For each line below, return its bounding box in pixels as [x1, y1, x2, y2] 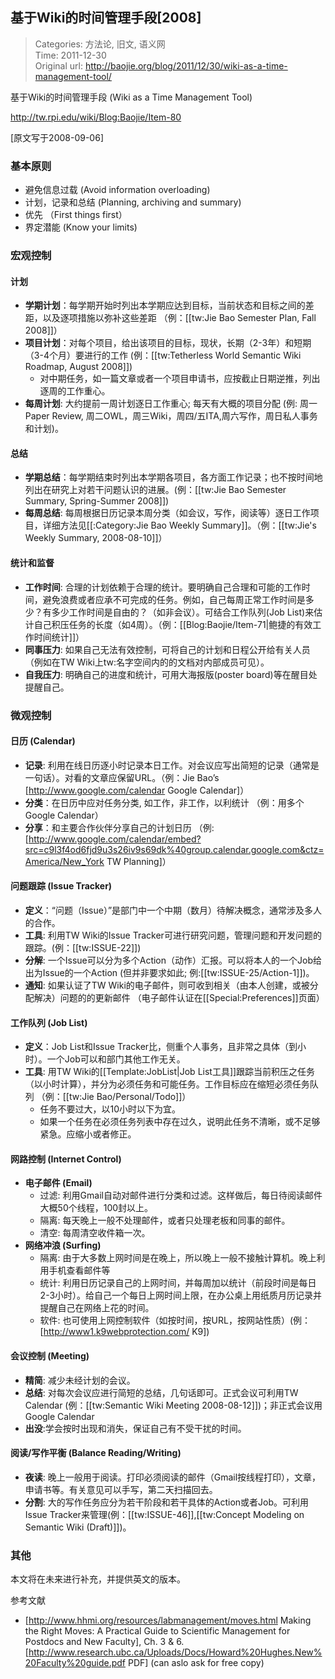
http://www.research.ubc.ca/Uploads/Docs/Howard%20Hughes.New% [28, 1646, 323, 1658]
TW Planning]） [106, 855, 172, 867]
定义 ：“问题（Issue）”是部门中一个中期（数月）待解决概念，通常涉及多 [24, 904, 314, 916]
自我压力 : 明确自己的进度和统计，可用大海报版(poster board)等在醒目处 [24, 668, 318, 680]
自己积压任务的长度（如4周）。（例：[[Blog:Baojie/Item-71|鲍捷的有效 [33, 618, 313, 630]
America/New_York [24, 855, 105, 867]
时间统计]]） [33, 631, 85, 643]
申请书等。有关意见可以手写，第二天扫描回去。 [24, 1483, 218, 1495]
